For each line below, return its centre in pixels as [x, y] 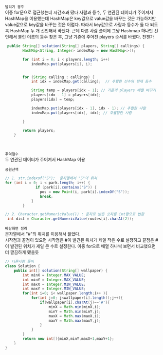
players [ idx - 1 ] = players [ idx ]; [66, 95]
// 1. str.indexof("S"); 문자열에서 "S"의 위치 [51, 178]
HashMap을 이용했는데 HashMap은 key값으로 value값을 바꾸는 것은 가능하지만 [81, 18]
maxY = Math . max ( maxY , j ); [75, 321]
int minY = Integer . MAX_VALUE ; [54, 280]
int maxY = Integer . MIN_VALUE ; [54, 289]
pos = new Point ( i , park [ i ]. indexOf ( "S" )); [85, 192]
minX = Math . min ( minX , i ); [75, 307]
